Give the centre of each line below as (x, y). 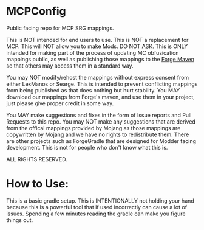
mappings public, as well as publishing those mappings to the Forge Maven (100, 59)
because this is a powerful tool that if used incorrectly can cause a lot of (97, 207)
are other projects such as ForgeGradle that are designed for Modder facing (101, 141)
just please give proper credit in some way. (60, 103)
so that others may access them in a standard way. (70, 66)
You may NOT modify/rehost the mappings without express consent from (98, 77)
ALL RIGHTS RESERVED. (37, 159)
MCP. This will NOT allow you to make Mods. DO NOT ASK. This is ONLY (97, 46)
